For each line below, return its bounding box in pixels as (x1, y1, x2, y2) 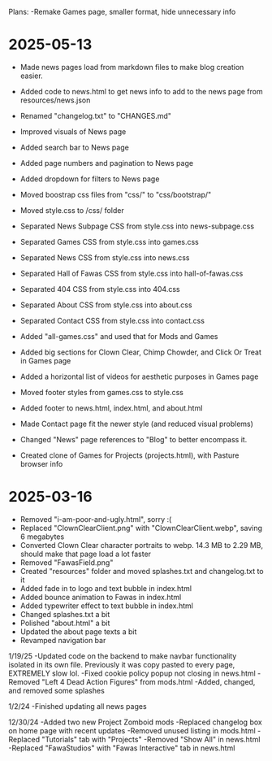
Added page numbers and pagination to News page (19, 158, 193, 167)
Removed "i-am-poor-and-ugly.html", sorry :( (19, 514, 172, 524)
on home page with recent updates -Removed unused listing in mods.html (8, 725, 256, 735)
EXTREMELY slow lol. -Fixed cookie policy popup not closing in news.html (8, 668, 256, 678)
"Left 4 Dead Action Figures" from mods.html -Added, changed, (41, 676, 256, 686)
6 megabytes (19, 532, 65, 541)
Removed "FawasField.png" (19, 557, 114, 567)
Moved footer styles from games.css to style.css (19, 387, 184, 397)
